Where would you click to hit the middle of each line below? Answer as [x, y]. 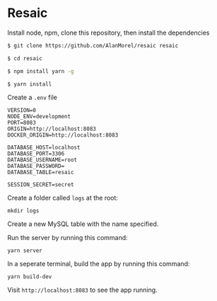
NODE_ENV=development [39, 117]
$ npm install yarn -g [41, 71]
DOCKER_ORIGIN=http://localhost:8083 [63, 135]
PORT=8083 [22, 123]
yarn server [25, 251]
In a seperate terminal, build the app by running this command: [99, 264]
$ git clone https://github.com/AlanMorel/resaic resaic [93, 45]
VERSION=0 [22, 110]
